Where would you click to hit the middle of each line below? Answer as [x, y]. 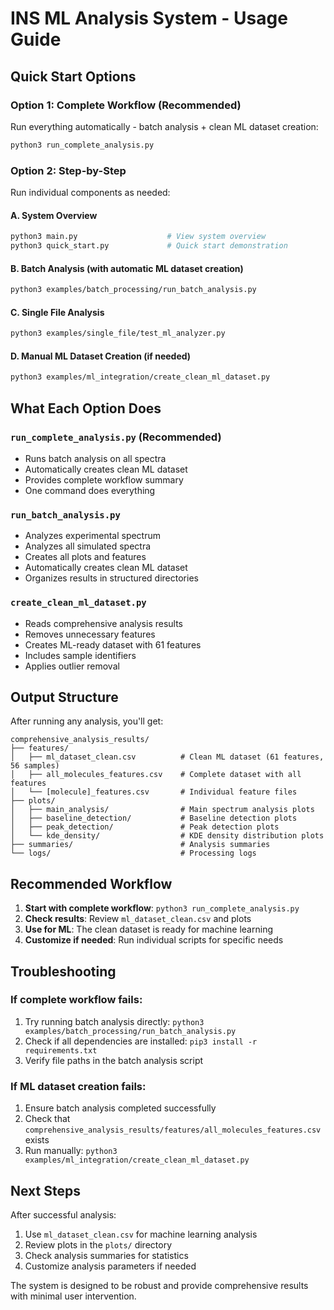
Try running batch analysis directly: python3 [114, 1021]
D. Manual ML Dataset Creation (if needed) [101, 356]
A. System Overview [54, 215]
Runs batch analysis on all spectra [95, 458]
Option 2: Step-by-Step [68, 170]
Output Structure [64, 697]
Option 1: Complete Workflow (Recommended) [126, 105]
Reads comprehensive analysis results [104, 623]
